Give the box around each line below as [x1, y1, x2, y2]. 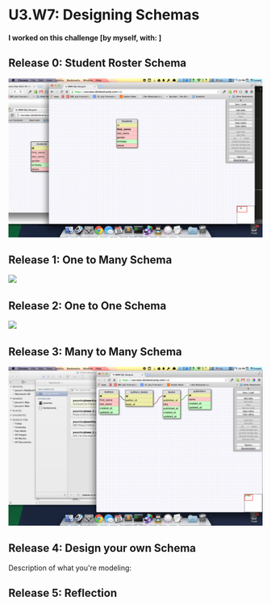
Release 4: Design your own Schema [8, 541, 196, 555]
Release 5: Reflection [8, 586, 118, 600]
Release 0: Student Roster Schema [8, 57, 187, 70]
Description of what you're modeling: [8, 563, 131, 573]
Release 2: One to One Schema [8, 299, 167, 313]
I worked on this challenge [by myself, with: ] [8, 32, 162, 42]
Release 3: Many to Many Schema [8, 345, 182, 359]
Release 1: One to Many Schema [8, 253, 173, 267]
